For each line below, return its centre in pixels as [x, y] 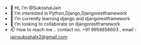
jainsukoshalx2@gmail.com [39, 37]
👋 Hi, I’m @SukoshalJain [35, 8]
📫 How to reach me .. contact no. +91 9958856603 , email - [73, 30]
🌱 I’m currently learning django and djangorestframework [70, 18]
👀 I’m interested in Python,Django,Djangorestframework [68, 13]
